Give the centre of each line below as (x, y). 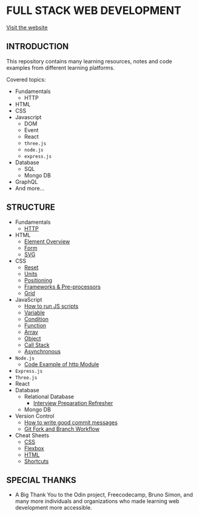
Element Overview (47, 241)
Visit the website (27, 27)
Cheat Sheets (32, 435)
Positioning (38, 280)
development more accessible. (53, 508)
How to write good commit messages (71, 422)
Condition (36, 319)
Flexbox (34, 448)
